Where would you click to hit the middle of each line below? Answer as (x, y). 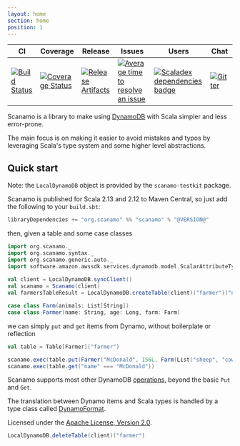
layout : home (27, 14)
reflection (21, 333)
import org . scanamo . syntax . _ (51, 253)
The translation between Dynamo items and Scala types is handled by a (113, 401)
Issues (132, 51)
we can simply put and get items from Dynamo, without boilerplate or (109, 326)
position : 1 (25, 27)
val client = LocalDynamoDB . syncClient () (70, 280)
